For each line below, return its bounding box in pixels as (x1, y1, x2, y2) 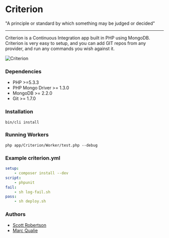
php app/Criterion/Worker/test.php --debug (5, 142, 98, 148)
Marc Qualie (12, 227, 38, 233)
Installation (5, 108, 34, 115)
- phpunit (14, 180, 35, 185)
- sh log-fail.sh (14, 189, 51, 195)
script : (5, 175, 22, 180)
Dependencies (5, 68, 42, 75)
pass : (5, 194, 17, 199)
